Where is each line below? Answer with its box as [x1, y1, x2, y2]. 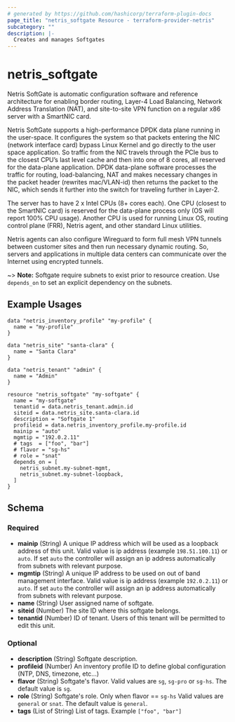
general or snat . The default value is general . [17, 699, 148, 707]
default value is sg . [17, 684, 72, 693]
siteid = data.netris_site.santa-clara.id [13, 409, 140, 416]
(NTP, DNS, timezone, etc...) [17, 669, 100, 678]
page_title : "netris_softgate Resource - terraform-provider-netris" [7, 17, 215, 24]
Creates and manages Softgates [13, 36, 105, 44]
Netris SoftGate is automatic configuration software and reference [7, 90, 199, 98]
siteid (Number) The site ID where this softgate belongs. [17, 606, 181, 615]
